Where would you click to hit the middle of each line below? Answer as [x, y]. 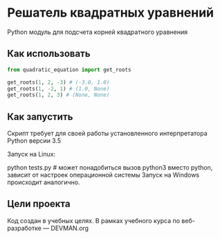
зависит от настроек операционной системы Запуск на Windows [103, 175]
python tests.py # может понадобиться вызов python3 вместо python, [110, 168]
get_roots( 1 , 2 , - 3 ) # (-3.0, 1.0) [58, 82]
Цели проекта [39, 204]
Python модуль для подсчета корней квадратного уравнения [98, 32]
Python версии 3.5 [34, 141]
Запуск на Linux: [31, 154]
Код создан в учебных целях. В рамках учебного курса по [94, 220]
